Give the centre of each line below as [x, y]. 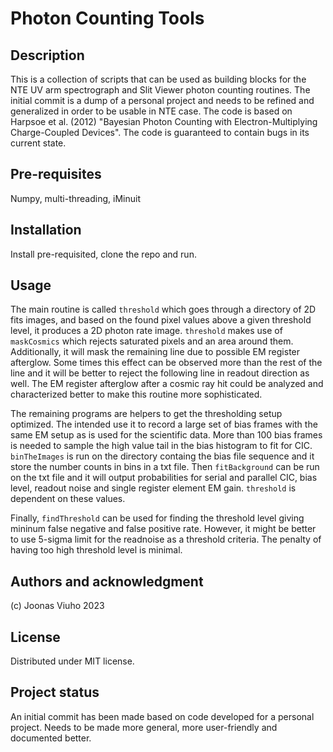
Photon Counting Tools [107, 18]
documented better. [51, 738]
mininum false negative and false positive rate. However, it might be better [163, 529]
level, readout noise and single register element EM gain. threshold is [153, 488]
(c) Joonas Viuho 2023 [57, 606]
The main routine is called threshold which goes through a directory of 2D [163, 309]
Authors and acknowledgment [107, 581]
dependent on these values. [68, 499]
